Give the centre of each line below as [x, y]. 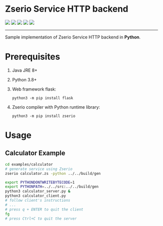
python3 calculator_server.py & [38, 191]
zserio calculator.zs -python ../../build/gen [53, 173]
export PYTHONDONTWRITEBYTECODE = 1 [40, 182]
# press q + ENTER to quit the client [44, 209]
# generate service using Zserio [39, 169]
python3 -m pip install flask [43, 98]
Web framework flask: [34, 89]
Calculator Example [35, 153]
